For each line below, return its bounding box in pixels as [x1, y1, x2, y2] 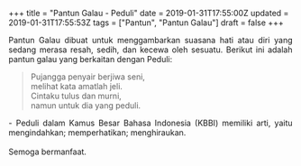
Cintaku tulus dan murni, [30, 90, 123, 101]
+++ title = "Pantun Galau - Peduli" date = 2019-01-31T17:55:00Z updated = [8, 8, 289, 18]
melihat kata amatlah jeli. [30, 81, 123, 91]
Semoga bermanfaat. [8, 146, 87, 157]
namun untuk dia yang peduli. [30, 100, 141, 111]
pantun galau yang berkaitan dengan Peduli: [8, 54, 173, 64]
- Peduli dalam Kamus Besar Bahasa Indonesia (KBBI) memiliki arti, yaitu [8, 117, 293, 128]
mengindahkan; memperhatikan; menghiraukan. [8, 127, 187, 138]
